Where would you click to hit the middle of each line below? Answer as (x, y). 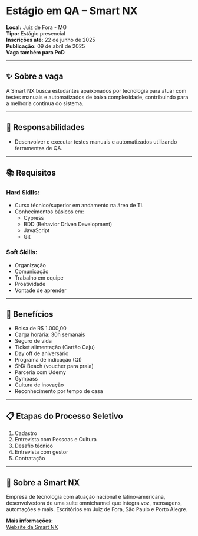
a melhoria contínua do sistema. (45, 103)
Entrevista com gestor (41, 452)
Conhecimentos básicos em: (49, 212)
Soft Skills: (22, 252)
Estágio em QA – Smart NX (72, 11)
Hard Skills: (23, 192)
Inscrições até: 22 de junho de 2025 (51, 40)
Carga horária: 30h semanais (50, 334)
